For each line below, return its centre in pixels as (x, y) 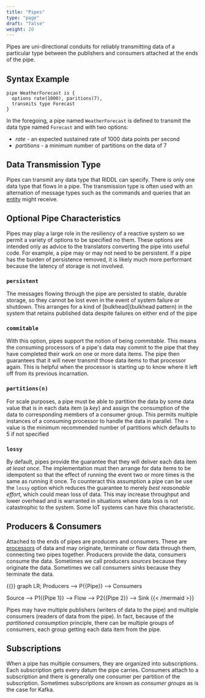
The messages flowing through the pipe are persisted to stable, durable (97, 293)
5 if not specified (28, 434)
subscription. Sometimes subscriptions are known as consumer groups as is (102, 683)
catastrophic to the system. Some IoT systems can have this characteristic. (101, 507)
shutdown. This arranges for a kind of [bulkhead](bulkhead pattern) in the (99, 306)
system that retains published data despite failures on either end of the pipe (102, 313)
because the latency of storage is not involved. (65, 266)
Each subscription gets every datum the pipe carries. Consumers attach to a (102, 670)
